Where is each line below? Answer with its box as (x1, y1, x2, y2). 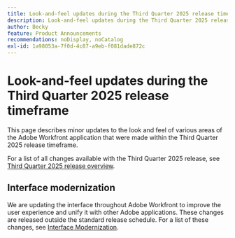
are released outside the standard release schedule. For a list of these (7, 215, 208, 224)
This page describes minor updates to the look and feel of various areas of (7, 125, 222, 134)
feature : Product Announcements (7, 29, 101, 37)
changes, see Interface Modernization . (7, 223, 119, 231)
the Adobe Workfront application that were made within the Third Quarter (7, 133, 218, 141)
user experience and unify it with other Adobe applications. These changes (7, 208, 224, 216)
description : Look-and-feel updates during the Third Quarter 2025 (7, 17, 208, 24)
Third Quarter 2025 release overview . (7, 162, 115, 170)
